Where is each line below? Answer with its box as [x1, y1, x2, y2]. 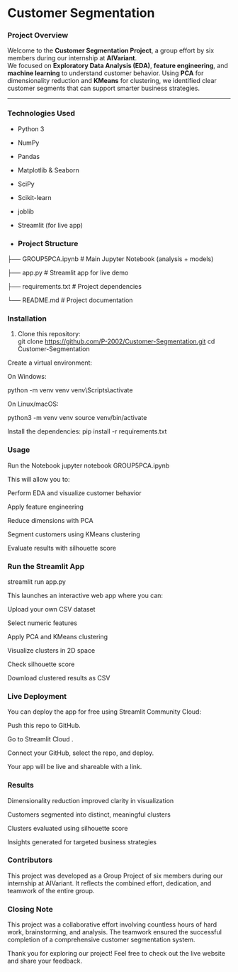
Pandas [17, 152, 40, 160]
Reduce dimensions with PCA [7, 516, 93, 524]
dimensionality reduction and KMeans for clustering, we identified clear [7, 77, 217, 85]
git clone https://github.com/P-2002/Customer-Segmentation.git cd [17, 337, 215, 346]
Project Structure [17, 238, 79, 248]
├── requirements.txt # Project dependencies [7, 282, 142, 291]
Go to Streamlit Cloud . [7, 735, 74, 744]
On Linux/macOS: [7, 399, 59, 409]
